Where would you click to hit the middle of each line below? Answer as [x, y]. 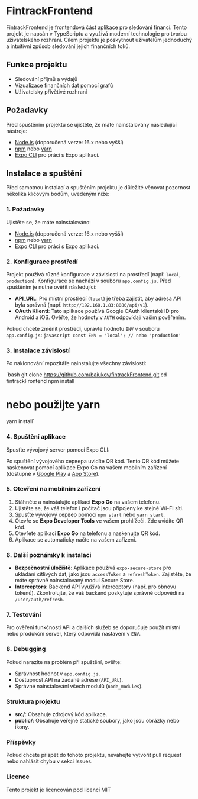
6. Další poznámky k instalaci [49, 555]
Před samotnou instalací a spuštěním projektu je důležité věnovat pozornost [98, 188]
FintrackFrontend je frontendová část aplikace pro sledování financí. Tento [97, 27]
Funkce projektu [37, 65]
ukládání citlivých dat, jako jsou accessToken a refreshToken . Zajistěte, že [103, 574]
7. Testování [24, 615]
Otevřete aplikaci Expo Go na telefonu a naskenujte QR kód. [87, 533]
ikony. [22, 727]
